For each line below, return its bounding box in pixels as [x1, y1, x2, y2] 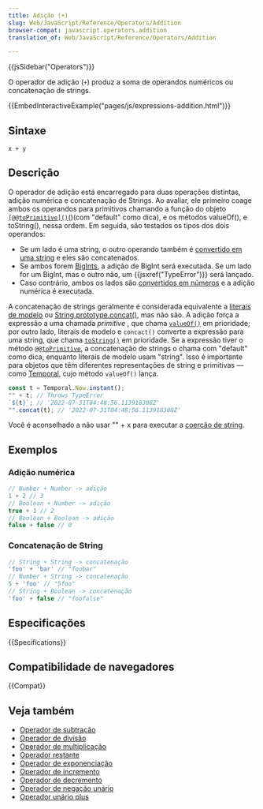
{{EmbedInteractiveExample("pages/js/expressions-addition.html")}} [8, 101, 231, 110]
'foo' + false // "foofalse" [8, 594, 104, 602]
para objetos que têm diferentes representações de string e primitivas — [8, 360, 244, 369]
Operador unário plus [19, 792, 89, 802]
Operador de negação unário [19, 784, 114, 793]
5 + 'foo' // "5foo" [8, 580, 76, 588]
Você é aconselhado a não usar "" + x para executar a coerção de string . [8, 420, 245, 430]
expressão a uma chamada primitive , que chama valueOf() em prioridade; [8, 318, 250, 328]
